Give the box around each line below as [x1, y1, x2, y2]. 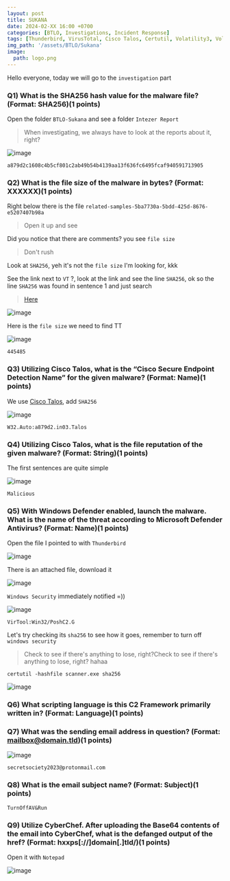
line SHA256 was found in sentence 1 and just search [7, 282, 153, 290]
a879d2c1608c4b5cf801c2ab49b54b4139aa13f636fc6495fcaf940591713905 [7, 162, 204, 169]
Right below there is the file [7, 202, 84, 210]
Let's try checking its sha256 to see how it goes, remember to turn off [7, 631, 202, 639]
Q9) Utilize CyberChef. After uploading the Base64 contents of [7, 820, 220, 829]
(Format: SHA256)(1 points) [7, 99, 101, 108]
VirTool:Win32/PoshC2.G [7, 619, 75, 626]
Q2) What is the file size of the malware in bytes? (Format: [7, 178, 204, 187]
